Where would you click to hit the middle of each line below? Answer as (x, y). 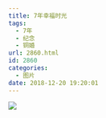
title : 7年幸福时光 (38, 16)
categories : (28, 68)
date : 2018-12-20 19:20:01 (53, 83)
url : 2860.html (34, 53)
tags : (17, 23)
